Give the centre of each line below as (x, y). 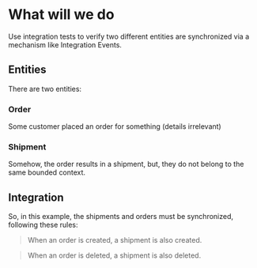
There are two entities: (45, 89)
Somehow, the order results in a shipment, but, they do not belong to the (126, 164)
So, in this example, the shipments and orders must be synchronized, (121, 217)
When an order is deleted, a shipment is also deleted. (114, 255)
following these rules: (43, 225)
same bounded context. (47, 172)
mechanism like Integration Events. (65, 44)
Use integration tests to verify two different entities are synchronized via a (129, 36)
